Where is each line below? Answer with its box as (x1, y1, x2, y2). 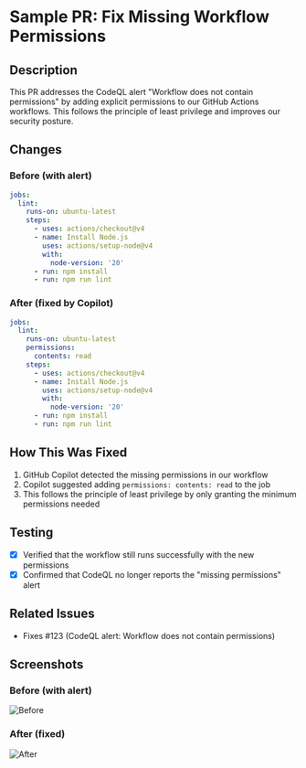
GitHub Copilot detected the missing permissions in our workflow (22, 469, 269, 480)
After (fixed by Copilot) (9, 297, 114, 310)
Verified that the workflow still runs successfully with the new (22, 549, 255, 560)
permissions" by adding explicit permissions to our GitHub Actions (9, 96, 259, 107)
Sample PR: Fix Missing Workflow (9, 6, 269, 27)
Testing (9, 525, 54, 540)
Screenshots (9, 656, 84, 672)
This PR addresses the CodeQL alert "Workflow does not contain (9, 87, 254, 97)
